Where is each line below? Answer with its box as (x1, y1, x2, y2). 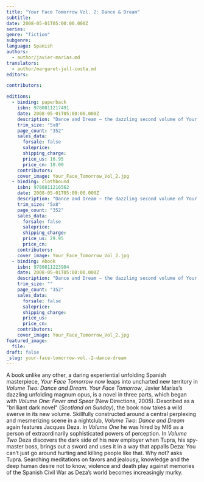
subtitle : (6, 15, 32, 21)
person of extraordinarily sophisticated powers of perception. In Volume (6, 430, 187, 437)
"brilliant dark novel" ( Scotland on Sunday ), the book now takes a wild (6, 404, 183, 411)
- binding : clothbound (12, 178, 69, 185)
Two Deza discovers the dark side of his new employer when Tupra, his (6, 436, 186, 444)
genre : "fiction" (6, 32, 51, 38)
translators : (6, 60, 40, 66)
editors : (6, 71, 29, 78)
